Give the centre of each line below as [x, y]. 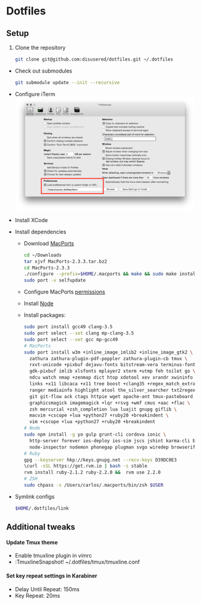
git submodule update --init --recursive [67, 82]
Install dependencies [41, 232]
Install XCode [31, 220]
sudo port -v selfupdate [55, 280]
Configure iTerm [35, 94]
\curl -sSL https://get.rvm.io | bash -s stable [86, 466]
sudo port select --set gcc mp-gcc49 [71, 339]
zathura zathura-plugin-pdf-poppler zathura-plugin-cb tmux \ [108, 358]
